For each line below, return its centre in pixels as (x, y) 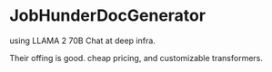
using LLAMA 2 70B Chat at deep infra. (83, 40)
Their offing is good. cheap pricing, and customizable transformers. (136, 58)
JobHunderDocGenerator (108, 16)
